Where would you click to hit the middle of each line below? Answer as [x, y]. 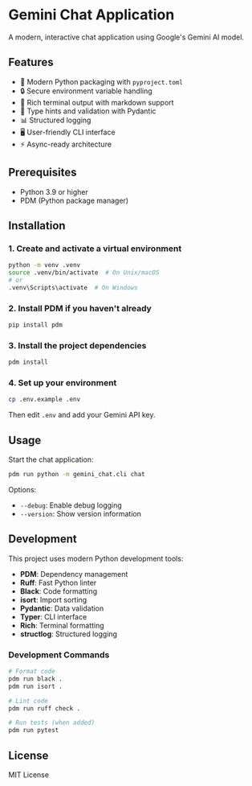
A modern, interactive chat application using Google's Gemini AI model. [126, 37]
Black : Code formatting [59, 591]
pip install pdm [35, 325]
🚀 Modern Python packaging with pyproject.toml [101, 81]
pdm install [28, 362]
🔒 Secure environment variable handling [86, 91]
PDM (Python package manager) [74, 200]
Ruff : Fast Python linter [58, 582]
